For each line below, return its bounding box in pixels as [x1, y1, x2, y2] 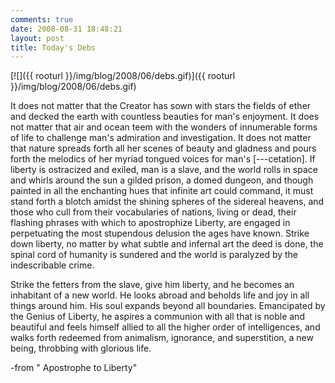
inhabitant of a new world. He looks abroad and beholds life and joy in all [10, 289, 310, 301]
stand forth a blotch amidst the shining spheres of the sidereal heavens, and [10, 196, 325, 208]
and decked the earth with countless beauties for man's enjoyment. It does [10, 111, 320, 123]
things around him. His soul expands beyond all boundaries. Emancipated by [10, 300, 326, 312]
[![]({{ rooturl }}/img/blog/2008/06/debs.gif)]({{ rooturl [10, 70, 236, 82]
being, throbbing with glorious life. [10, 342, 152, 355]
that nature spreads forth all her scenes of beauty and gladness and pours [10, 142, 317, 155]
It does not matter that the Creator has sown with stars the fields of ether [10, 100, 312, 112]
